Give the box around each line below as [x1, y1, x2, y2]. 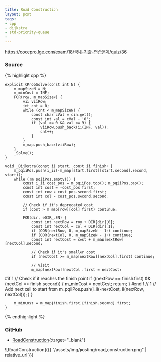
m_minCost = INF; [14, 90, 50, 96]
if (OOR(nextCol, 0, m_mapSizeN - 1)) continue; [31, 233, 133, 238]
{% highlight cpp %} [5, 72, 47, 79]
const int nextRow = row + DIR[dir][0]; [31, 220, 115, 225]
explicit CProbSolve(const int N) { [5, 82, 80, 87]
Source [5, 61, 23, 68]
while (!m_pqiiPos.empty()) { [14, 177, 76, 182]
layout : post [5, 12, 32, 17]
